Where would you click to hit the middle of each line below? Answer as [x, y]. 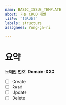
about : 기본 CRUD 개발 [26, 14]
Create [19, 82]
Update [19, 92]
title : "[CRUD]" [21, 18]
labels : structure [23, 23]
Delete [19, 98]
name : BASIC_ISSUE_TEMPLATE [33, 9]
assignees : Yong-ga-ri [28, 28]
